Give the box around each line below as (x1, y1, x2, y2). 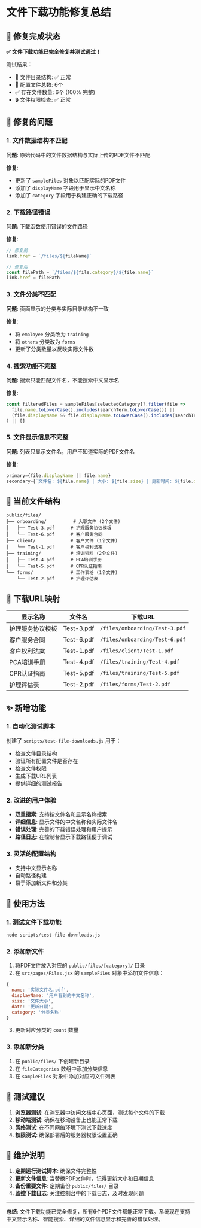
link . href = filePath (6, 275, 60, 281)
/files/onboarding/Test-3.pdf (99, 625, 186, 632)
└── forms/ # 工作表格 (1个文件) (6, 570, 118, 576)
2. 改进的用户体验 (6, 796, 57, 804)
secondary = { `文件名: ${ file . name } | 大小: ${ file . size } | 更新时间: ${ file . (6, 478, 194, 484)
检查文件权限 (14, 764, 47, 772)
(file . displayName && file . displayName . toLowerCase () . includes (11, 412, 172, 418)
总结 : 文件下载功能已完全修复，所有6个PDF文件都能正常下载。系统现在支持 (6, 1208, 190, 1215)
